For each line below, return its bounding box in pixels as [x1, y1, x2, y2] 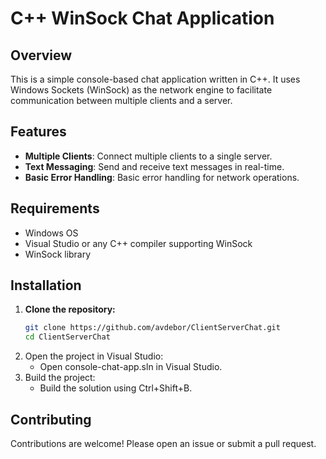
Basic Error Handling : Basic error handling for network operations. [24, 171, 300, 183]
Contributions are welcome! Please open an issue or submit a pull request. [10, 438, 317, 449]
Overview [10, 47, 73, 64]
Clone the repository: [24, 303, 116, 316]
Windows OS [24, 227, 79, 239]
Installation [10, 277, 82, 294]
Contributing [10, 411, 92, 428]
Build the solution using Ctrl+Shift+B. [39, 382, 193, 394]
